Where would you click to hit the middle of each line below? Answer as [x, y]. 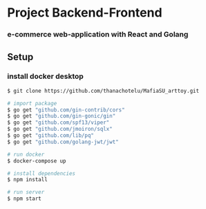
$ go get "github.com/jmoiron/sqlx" [60, 129]
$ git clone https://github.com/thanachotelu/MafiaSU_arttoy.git [103, 91]
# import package [32, 103]
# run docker [26, 154]
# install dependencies [41, 173]
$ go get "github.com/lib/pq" [51, 136]
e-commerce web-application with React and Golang [98, 35]
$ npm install [28, 180]
